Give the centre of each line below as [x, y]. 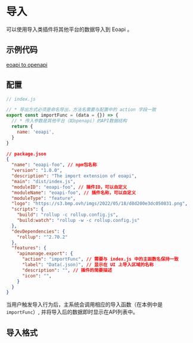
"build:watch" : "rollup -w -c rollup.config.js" [78, 221]
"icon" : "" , [37, 276]
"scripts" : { [28, 209]
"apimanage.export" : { [45, 254]
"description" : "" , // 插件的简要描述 [67, 270]
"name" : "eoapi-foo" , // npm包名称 [54, 165]
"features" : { [29, 248]
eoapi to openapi [27, 64]
